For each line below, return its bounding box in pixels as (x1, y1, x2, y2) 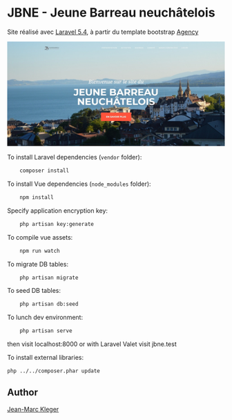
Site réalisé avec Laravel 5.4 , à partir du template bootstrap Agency (7, 28, 199, 36)
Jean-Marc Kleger (7, 405, 59, 413)
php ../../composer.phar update (7, 367, 100, 374)
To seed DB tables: (7, 287, 61, 295)
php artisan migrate (19, 274, 79, 281)
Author (7, 387, 38, 399)
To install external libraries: (7, 354, 84, 362)
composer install (19, 167, 70, 174)
